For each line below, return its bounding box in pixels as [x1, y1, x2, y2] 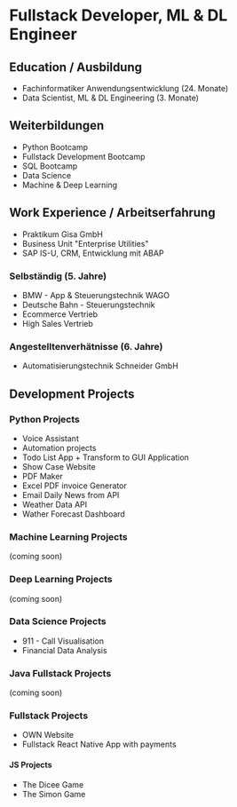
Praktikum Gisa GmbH [21, 228, 104, 240]
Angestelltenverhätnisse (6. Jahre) [9, 340, 163, 352]
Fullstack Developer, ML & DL [9, 5, 228, 26]
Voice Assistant [21, 432, 80, 444]
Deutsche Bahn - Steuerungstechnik [21, 299, 155, 310]
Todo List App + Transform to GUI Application [21, 452, 189, 463]
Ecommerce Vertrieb [21, 308, 99, 320]
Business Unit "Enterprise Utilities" [21, 238, 149, 249]
